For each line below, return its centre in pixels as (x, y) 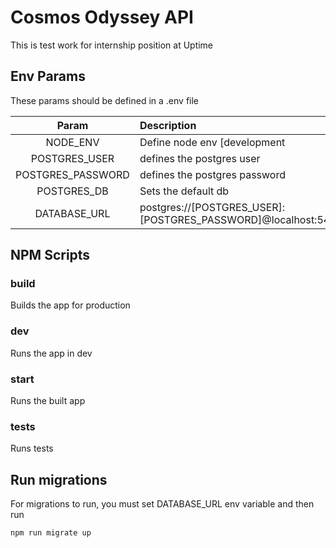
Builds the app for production (70, 305)
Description (168, 125)
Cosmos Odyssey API (102, 17)
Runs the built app (48, 401)
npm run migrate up (51, 533)
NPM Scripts (50, 255)
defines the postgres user (200, 158)
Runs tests (32, 448)
